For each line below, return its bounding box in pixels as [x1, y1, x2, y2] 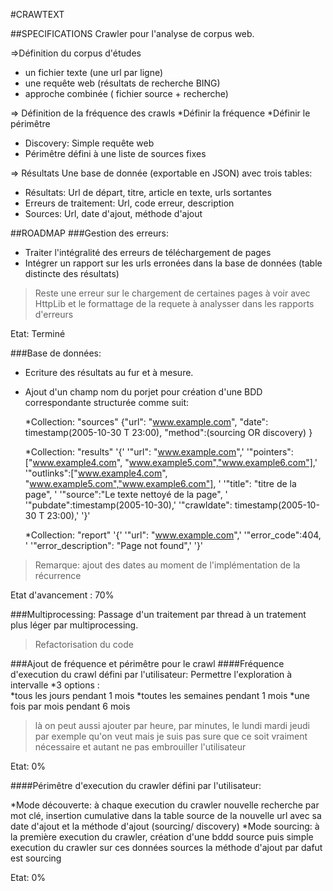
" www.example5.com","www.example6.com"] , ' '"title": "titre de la [24, 478, 297, 489]
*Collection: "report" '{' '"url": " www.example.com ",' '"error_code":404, [24, 529, 322, 541]
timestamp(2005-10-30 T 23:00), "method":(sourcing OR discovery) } [24, 427, 313, 438]
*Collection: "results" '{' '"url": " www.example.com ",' [24, 446, 245, 458]
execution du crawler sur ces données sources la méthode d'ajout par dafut [10, 842, 323, 853]
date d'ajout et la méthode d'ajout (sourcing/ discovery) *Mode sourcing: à [10, 820, 320, 832]
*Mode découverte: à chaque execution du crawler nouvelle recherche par [10, 799, 320, 811]
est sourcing [10, 852, 62, 864]
